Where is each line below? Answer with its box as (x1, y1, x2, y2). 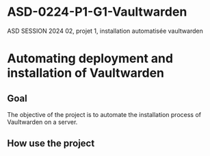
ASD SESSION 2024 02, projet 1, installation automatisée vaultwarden (7, 27, 203, 35)
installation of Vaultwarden (7, 66, 165, 81)
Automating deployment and (7, 51, 173, 66)
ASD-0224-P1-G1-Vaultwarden (7, 4, 187, 20)
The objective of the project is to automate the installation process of (7, 110, 202, 118)
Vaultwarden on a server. (7, 118, 78, 126)
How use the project (7, 138, 95, 149)
